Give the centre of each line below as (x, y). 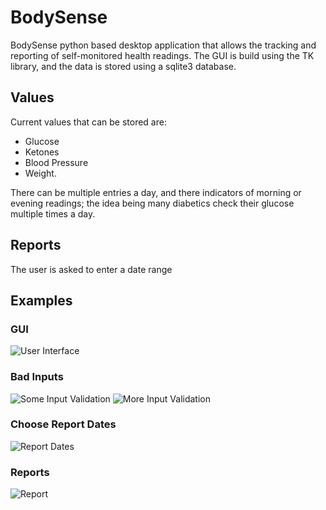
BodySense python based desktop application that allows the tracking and (163, 45)
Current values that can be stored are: (88, 122)
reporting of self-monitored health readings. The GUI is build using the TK (162, 55)
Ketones (42, 152)
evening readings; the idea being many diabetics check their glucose (152, 203)
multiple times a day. (53, 213)
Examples (41, 300)
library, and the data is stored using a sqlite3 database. (123, 66)
